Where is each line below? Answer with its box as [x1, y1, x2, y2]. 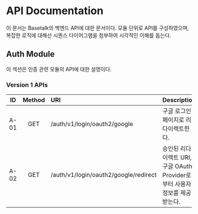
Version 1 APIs [6, 81, 48, 89]
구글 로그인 [162, 107, 192, 116]
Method [22, 96, 45, 104]
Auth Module [6, 49, 55, 60]
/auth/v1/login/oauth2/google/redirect [51, 171, 157, 179]
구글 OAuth [162, 162, 193, 170]
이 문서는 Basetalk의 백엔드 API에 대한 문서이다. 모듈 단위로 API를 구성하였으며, [6, 24, 190, 31]
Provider [162, 171, 186, 179]
